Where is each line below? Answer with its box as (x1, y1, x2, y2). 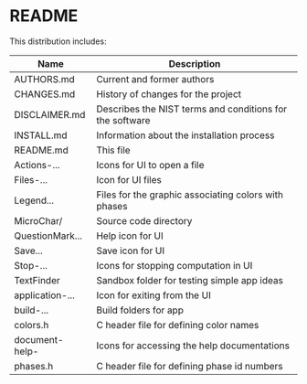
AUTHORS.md (14, 72, 75, 85)
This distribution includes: (9, 36, 107, 47)
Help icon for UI (95, 229, 164, 242)
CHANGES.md (14, 88, 76, 101)
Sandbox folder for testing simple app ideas (95, 273, 283, 286)
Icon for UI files (95, 173, 163, 186)
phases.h (14, 359, 54, 372)
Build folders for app (95, 304, 185, 316)
